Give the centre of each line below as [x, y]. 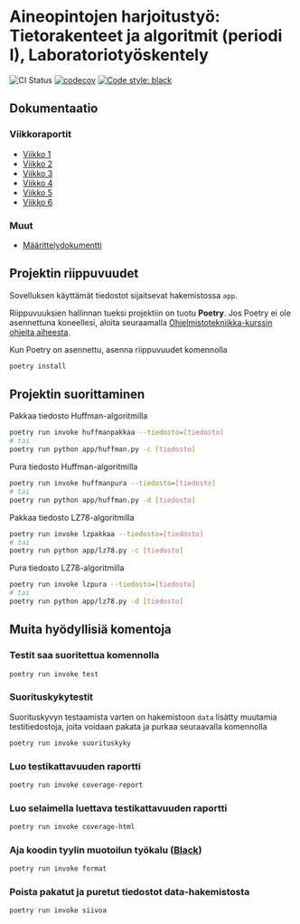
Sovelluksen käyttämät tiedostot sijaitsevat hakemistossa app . [123, 295]
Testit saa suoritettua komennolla [84, 655]
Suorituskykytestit [51, 697]
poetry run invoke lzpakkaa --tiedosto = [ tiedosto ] [107, 534]
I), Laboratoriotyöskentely [109, 55]
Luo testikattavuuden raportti [75, 766]
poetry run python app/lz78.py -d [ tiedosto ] [96, 602]
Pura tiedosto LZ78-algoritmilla [67, 568]
